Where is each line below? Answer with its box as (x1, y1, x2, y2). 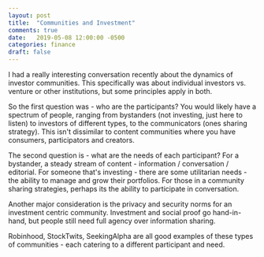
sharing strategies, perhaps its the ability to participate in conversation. (8, 184, 240, 193)
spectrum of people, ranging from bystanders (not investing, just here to (8, 110, 243, 119)
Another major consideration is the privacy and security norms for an (8, 199, 232, 209)
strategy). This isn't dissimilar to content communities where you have (8, 127, 236, 136)
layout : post (8, 11, 51, 20)
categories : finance (8, 41, 76, 49)
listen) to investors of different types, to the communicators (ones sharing (8, 119, 248, 128)
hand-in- (212, 208, 242, 217)
